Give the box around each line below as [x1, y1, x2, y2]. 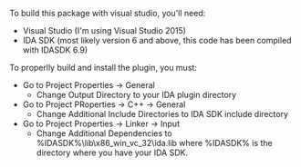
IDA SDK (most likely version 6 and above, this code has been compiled [22, 35, 292, 45]
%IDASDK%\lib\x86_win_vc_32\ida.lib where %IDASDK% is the [36, 138, 274, 148]
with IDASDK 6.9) [22, 44, 88, 55]
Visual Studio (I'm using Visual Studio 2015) [22, 25, 187, 35]
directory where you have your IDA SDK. [36, 147, 189, 158]
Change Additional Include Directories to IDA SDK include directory [36, 109, 289, 119]
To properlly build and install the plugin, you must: [9, 63, 198, 73]
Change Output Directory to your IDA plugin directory [36, 90, 237, 100]
